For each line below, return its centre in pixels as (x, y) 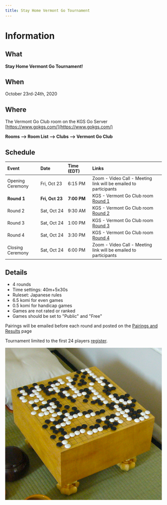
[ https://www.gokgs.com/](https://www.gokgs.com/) (59, 127)
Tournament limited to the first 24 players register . (56, 341)
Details (16, 272)
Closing (15, 248)
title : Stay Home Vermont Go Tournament (48, 10)
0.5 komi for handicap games (42, 306)
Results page (19, 331)
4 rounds (22, 284)
